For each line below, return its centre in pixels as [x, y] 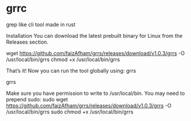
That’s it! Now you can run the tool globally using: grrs [71, 70]
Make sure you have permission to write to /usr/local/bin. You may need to [95, 93]
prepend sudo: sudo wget [37, 99]
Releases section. [27, 42]
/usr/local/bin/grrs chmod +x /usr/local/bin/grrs [63, 59]
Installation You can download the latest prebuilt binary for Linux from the [94, 35]
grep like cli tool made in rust [41, 24]
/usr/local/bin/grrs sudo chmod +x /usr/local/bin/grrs [70, 112]
